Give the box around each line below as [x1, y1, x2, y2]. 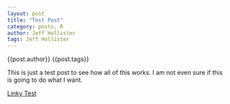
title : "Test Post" [7, 17, 64, 24]
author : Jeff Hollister [7, 29, 76, 37]
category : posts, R [7, 23, 64, 30]
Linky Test [7, 89, 37, 98]
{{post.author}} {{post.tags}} [7, 55, 89, 63]
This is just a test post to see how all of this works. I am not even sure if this [7, 69, 223, 77]
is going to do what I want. [7, 76, 83, 84]
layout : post [7, 10, 45, 17]
